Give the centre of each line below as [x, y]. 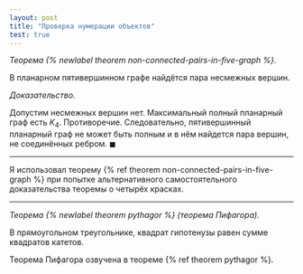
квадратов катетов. [46, 242]
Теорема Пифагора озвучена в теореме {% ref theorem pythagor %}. [142, 260]
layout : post [34, 18]
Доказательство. [42, 95]
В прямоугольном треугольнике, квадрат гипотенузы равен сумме [139, 232]
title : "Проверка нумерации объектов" [82, 26]
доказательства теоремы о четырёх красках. [97, 189]
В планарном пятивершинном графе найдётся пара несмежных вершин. [150, 78]
